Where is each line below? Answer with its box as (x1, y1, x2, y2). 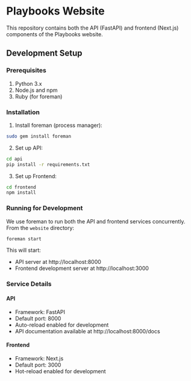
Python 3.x (14, 80, 42, 87)
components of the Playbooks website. (6, 30, 104, 37)
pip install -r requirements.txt (6, 161, 90, 167)
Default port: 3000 (14, 361, 61, 368)
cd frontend (6, 184, 36, 190)
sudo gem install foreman (6, 133, 71, 139)
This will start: (6, 246, 41, 254)
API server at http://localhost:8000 (14, 258, 101, 266)
